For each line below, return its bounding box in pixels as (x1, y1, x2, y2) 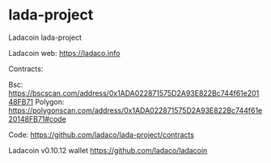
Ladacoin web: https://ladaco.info (8, 48, 121, 58)
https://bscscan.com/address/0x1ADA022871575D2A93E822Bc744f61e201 (8, 88, 260, 98)
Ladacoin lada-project (8, 32, 83, 42)
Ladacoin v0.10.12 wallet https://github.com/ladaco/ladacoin (8, 145, 208, 155)
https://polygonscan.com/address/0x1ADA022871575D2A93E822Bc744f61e (8, 105, 263, 115)
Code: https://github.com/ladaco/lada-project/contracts (8, 130, 194, 139)
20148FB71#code (8, 114, 66, 123)
